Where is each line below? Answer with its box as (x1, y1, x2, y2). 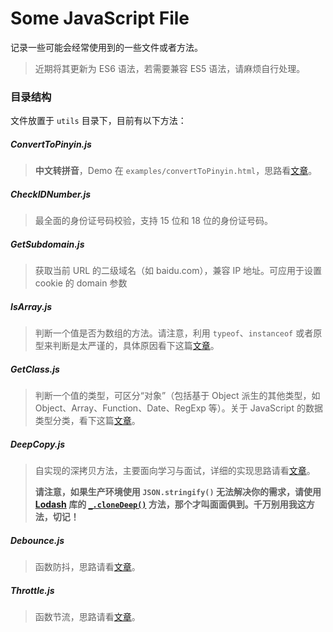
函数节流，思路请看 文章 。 (34, 610, 141, 622)
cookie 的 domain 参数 (34, 277, 128, 289)
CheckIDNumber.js (10, 188, 92, 200)
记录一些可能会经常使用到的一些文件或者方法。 (10, 41, 203, 53)
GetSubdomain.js (10, 238, 85, 250)
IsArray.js (10, 300, 53, 312)
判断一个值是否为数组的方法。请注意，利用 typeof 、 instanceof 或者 (34, 327, 314, 339)
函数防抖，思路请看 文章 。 (34, 561, 141, 573)
